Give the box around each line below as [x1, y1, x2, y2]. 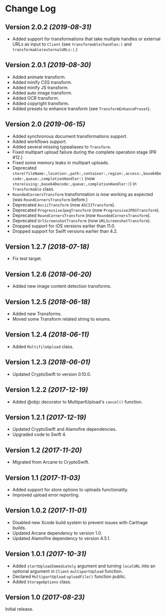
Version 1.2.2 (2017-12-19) [5, 386, 88, 394]
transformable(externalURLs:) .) [12, 47, 78, 52]
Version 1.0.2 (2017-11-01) [5, 506, 87, 515]
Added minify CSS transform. [12, 79, 73, 85]
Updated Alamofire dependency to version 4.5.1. [12, 535, 111, 541]
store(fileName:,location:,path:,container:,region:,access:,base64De [12, 171, 162, 176]
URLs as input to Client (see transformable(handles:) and [12, 41, 132, 47]
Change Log [5, 3, 56, 14]
